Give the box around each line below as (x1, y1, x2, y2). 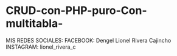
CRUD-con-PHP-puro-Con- (5, 4, 147, 18)
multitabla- (5, 16, 63, 30)
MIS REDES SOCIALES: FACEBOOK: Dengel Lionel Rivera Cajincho (5, 37, 172, 44)
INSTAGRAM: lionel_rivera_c (5, 43, 76, 51)
